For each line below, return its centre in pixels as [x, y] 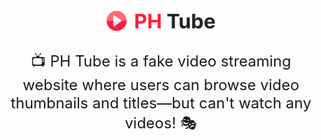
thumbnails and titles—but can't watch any [161, 103]
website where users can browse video [161, 84]
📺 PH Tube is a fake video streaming [161, 61]
